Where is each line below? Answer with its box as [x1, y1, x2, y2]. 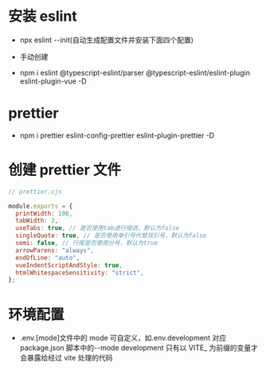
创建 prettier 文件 [8, 161, 122, 179]
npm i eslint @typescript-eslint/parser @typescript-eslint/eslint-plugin [19, 68, 251, 77]
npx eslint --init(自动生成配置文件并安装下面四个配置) [19, 35, 194, 45]
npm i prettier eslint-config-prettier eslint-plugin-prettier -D [19, 130, 215, 140]
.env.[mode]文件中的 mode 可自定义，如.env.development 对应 [19, 333, 227, 343]
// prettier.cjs [8, 188, 62, 196]
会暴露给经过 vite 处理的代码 [19, 353, 113, 363]
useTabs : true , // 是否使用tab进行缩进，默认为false [15, 224, 180, 232]
